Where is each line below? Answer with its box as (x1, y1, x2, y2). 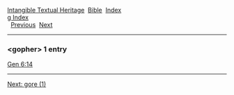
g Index (7, 13, 29, 21)
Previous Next (10, 21, 53, 28)
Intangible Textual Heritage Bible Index (7, 6, 122, 14)
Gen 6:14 (7, 60, 33, 69)
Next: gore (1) (7, 80, 47, 89)
